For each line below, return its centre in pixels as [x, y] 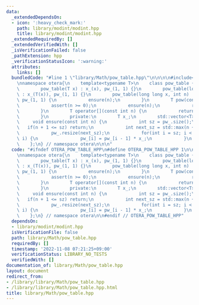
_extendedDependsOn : [37, 17]
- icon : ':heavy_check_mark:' [49, 23]
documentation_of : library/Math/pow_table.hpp [65, 266]
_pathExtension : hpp [37, 56]
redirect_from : [25, 277]
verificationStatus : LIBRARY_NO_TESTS [60, 255]
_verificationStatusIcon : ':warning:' [60, 61]
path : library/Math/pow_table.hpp [54, 238]
